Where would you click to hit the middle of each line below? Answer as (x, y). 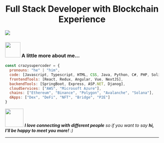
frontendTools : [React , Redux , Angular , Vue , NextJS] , (66, 79)
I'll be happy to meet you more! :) (39, 131)
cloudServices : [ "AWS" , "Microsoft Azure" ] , (55, 88)
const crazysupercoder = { (32, 66)
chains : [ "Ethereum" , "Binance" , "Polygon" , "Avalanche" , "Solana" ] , (82, 93)
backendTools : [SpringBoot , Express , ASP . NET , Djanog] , (67, 84)
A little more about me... (51, 56)
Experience (82, 19)
